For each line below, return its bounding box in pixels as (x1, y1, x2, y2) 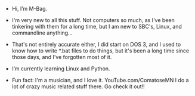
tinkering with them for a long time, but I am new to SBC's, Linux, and (11, 23, 182, 30)
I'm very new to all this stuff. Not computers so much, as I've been (11, 17, 175, 23)
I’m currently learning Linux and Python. (11, 65, 110, 72)
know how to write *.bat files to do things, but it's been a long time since (11, 47, 190, 54)
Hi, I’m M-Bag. (11, 5, 48, 12)
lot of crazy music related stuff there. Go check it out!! (11, 83, 145, 90)
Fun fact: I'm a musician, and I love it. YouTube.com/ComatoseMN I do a (11, 77, 189, 83)
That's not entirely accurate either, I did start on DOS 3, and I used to (11, 41, 181, 48)
